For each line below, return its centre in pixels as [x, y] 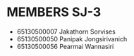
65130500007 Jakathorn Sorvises [66, 31]
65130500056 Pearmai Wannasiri [65, 46]
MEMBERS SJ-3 [54, 12]
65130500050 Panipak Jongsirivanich [72, 38]
